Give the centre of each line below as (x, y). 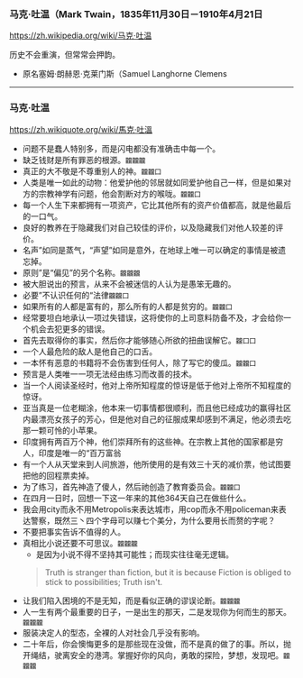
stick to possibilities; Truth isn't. (104, 582)
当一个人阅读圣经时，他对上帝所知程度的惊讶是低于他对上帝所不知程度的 (156, 385)
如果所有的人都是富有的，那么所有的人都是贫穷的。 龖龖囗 (127, 306)
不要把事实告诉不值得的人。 (74, 531)
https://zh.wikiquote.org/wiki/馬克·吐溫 (81, 129)
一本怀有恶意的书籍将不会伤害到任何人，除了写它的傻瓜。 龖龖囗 (139, 362)
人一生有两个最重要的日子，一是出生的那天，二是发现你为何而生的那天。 (156, 611)
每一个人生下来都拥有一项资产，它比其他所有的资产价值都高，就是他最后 (156, 205)
